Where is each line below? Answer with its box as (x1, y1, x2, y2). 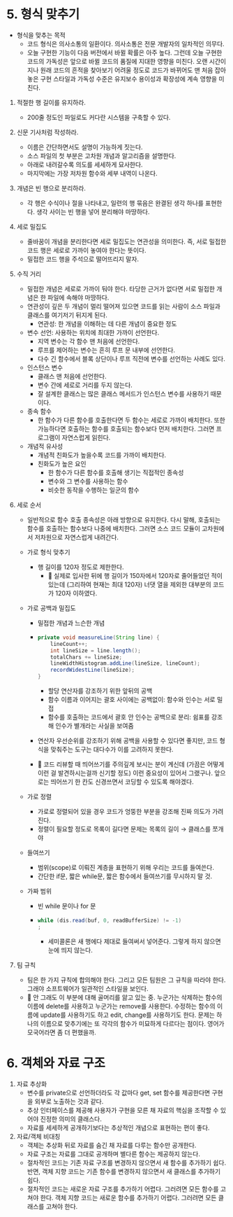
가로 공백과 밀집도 (27, 603, 76, 612)
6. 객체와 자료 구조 (6, 1055, 106, 1071)
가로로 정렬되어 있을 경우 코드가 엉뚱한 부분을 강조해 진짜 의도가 (37, 808, 211, 816)
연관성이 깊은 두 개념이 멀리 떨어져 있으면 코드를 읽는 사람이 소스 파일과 (27, 302, 221, 310)
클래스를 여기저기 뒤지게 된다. (27, 311, 107, 319)
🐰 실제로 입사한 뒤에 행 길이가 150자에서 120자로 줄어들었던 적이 (47, 571, 223, 579)
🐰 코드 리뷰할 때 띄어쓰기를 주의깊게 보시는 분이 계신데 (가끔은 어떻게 (37, 760, 225, 768)
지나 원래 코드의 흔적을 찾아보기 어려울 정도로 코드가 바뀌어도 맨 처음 (27, 66, 213, 74)
